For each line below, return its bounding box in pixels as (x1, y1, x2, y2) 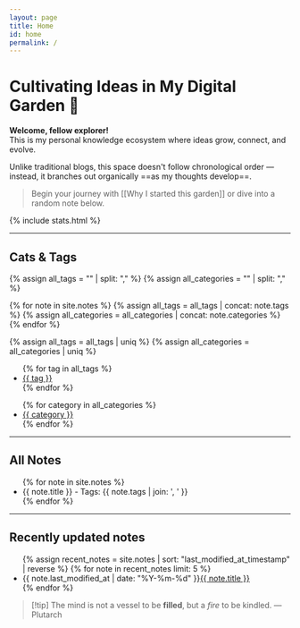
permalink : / (9, 38, 58, 47)
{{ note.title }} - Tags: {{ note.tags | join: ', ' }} (21, 486, 188, 496)
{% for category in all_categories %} (21, 400, 156, 410)
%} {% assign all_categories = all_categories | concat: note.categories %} (9, 310, 281, 320)
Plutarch (30, 609, 62, 620)
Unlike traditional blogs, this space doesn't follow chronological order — (9, 162, 275, 173)
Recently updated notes (9, 530, 146, 546)
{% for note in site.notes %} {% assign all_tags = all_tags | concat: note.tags (9, 301, 289, 310)
